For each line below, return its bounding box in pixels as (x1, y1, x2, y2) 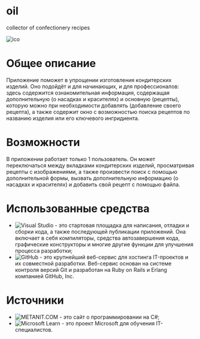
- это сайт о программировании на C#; (59, 313, 160, 320)
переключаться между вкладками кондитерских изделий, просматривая (6, 162, 195, 169)
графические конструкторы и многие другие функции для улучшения (14, 241, 193, 248)
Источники (6, 293, 64, 307)
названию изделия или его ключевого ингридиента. (6, 114, 140, 122)
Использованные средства (6, 202, 150, 215)
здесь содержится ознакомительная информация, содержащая (6, 89, 170, 96)
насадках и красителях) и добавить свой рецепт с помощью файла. (6, 181, 181, 188)
